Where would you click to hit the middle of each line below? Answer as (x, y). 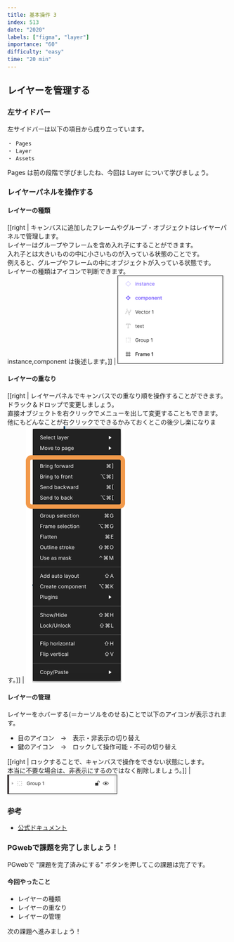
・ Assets (21, 158)
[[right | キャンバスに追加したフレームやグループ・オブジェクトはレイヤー (114, 227)
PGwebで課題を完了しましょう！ (63, 848)
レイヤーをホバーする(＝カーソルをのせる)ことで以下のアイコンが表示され (114, 714)
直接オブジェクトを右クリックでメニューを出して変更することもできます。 (115, 413)
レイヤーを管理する (49, 90)
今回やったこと (29, 882)
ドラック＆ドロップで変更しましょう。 (63, 404)
